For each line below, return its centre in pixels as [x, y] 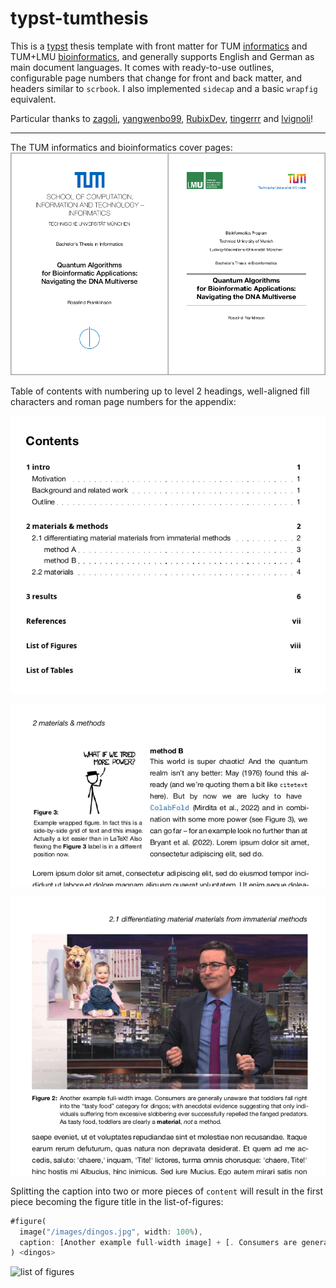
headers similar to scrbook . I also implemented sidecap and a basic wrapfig [164, 88]
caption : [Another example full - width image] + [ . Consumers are [158, 1242]
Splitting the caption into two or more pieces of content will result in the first [167, 1191]
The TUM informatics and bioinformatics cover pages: [121, 147]
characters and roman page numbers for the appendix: [123, 402]
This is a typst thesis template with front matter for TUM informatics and [159, 46]
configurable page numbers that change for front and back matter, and [156, 78]
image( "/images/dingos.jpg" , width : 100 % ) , [111, 1232]
